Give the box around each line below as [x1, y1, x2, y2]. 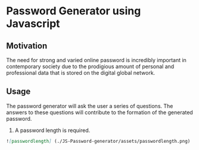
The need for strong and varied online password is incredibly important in [6, 57, 186, 63]
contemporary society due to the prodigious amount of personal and [6, 63, 175, 70]
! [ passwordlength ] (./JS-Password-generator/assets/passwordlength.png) [6, 138, 191, 144]
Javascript [6, 17, 61, 30]
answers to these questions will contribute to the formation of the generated [6, 109, 194, 116]
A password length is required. [14, 127, 91, 134]
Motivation [6, 41, 48, 51]
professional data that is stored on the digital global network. [6, 69, 156, 76]
